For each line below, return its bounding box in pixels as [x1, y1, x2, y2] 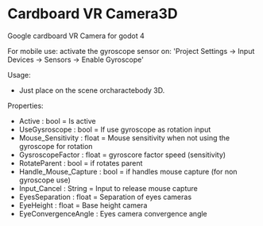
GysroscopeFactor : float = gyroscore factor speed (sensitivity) [18, 150, 226, 159]
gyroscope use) [18, 175, 71, 185]
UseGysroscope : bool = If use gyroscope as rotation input [18, 124, 211, 134]
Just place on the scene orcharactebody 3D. [18, 85, 165, 95]
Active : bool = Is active [18, 116, 96, 125]
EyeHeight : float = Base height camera [18, 200, 148, 210]
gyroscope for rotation [18, 141, 93, 151]
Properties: [7, 101, 44, 110]
